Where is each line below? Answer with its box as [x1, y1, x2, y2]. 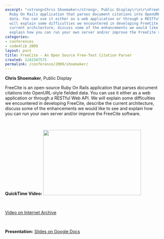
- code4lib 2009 [5, 44, 38, 48]
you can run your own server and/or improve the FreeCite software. [5, 111, 141, 117]
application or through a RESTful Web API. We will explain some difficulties [5, 95, 155, 101]
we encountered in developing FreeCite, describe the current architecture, [5, 100, 155, 106]
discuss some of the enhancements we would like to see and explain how [5, 106, 153, 112]
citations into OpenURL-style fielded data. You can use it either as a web [5, 90, 151, 96]
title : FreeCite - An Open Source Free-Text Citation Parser [5, 52, 132, 58]
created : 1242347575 [5, 57, 47, 62]
